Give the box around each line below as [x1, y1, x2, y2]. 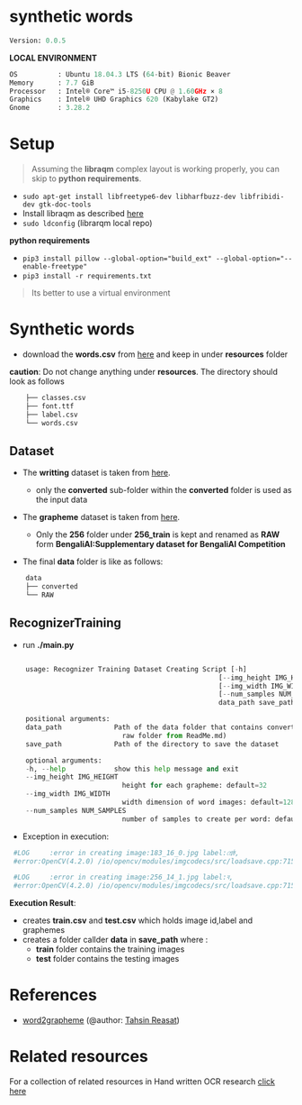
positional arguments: [25, 715, 111, 724]
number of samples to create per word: [121, 814, 271, 824]
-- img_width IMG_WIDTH [25, 790, 111, 799]
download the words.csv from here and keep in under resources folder [22, 349, 289, 360]
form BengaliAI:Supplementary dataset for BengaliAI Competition [35, 539, 286, 550]
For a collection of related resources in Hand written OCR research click [9, 1076, 276, 1087]
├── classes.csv [25, 394, 87, 403]
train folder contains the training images [35, 944, 185, 954]
